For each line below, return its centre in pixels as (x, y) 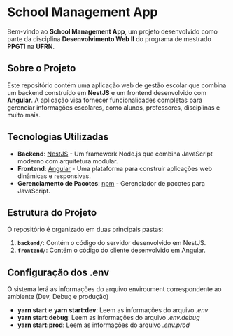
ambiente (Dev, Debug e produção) (58, 297)
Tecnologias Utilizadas (58, 137)
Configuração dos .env (58, 272)
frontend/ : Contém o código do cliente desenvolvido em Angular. (111, 250)
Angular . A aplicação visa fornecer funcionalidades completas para (105, 100)
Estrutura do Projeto (52, 213)
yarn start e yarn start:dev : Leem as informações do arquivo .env (113, 310)
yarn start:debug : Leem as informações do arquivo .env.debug (108, 318)
